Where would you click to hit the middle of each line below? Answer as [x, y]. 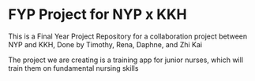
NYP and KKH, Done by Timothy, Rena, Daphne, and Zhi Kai [105, 44]
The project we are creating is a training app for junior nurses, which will [126, 60]
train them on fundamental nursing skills [73, 68]
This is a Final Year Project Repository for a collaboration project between [128, 36]
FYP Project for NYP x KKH [97, 15]
